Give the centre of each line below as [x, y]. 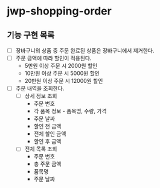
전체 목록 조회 [41, 149]
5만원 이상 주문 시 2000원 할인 [61, 66]
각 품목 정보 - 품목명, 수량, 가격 [70, 111]
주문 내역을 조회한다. [40, 88]
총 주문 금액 [47, 164]
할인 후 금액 [47, 141]
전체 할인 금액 [50, 134]
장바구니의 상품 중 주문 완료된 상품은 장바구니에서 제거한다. [85, 50]
